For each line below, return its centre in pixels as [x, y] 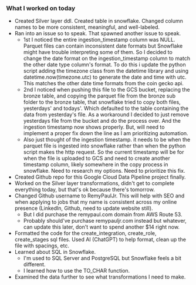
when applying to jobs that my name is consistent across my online [96, 202]
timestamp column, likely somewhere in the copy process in [96, 165]
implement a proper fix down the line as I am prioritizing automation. [106, 133]
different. [34, 264]
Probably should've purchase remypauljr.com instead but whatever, [105, 221]
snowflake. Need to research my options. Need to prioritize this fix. [104, 171]
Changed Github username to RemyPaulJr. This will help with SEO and [99, 196]
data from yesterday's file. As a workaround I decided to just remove [106, 115]
